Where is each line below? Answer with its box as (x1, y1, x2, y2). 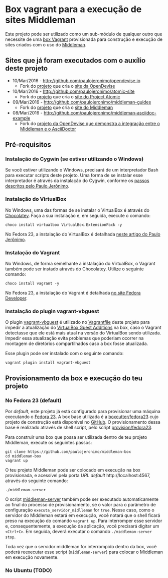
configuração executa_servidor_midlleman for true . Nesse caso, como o (5, 507, 154, 513)
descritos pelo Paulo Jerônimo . (5, 183, 70, 189)
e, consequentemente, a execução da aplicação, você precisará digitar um (5, 523, 159, 529)
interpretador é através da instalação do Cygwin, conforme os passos (5, 178, 149, 184)
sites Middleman (5, 14, 76, 26)
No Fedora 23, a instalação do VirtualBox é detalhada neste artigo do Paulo (5, 231, 160, 237)
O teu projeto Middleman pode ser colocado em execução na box (5, 467, 141, 473)
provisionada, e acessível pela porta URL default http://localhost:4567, (5, 473, 150, 479)
